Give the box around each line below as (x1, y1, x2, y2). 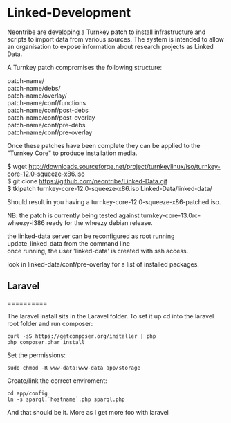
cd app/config (7, 390, 48, 397)
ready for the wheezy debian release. (46, 218, 154, 226)
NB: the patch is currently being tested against (7, 211, 140, 219)
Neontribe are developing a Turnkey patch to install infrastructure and (7, 28, 206, 36)
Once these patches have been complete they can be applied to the (7, 141, 201, 150)
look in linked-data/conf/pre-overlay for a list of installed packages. (7, 260, 199, 268)
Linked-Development (7, 5, 131, 21)
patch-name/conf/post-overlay (7, 113, 95, 122)
